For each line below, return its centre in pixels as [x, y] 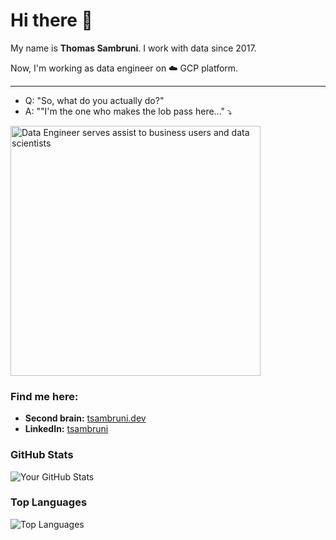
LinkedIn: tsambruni [66, 429]
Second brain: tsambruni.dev [85, 418]
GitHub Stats [42, 455]
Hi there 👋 [51, 20]
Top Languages [49, 502]
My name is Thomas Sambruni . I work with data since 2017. [133, 48]
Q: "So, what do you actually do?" [94, 100]
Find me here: [44, 396]
